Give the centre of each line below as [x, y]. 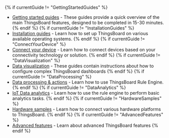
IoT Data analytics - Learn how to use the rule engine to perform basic [86, 93]
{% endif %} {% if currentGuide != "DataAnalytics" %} [69, 88]
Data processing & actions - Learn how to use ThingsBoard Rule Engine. [88, 82]
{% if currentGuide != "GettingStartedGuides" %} [56, 7]
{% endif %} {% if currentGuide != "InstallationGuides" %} [73, 28]
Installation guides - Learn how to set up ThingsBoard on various [80, 33]
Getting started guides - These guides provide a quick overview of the [86, 17]
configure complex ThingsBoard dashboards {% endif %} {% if [78, 71]
